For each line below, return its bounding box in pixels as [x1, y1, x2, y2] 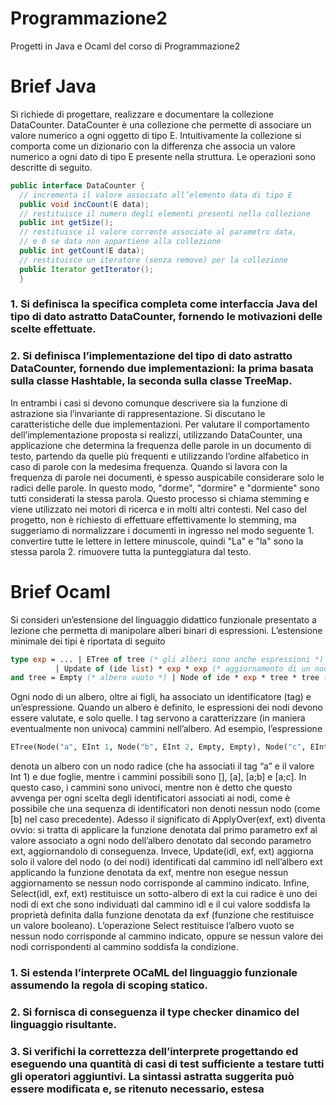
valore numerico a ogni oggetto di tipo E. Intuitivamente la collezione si [10, 129, 302, 141]
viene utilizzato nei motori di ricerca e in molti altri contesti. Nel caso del [10, 503, 307, 515]
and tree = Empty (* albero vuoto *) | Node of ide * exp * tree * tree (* [10, 673, 333, 683]
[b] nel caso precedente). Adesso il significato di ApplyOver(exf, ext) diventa [10, 813, 326, 826]
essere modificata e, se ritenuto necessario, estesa [10, 1082, 265, 1096]
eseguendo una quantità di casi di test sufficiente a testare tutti [10, 1057, 325, 1071]
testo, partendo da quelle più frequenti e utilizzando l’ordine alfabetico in [10, 450, 309, 462]
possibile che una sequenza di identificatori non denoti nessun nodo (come [10, 803, 321, 815]
